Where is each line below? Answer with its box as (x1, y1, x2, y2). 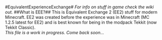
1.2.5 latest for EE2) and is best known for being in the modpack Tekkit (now (5, 19, 157, 25)
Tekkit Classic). (5, 25, 36, 30)
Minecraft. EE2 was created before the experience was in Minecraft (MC (5, 14, 149, 20)
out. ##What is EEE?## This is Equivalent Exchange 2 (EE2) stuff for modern (5, 9, 158, 15)
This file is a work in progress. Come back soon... (5, 30, 104, 35)
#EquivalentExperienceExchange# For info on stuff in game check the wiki (5, 4, 154, 10)
